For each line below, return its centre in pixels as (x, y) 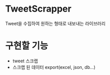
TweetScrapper (38, 9)
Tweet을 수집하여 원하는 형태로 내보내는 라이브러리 (56, 23)
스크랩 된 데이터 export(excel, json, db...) (54, 67)
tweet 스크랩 (25, 61)
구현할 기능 (27, 46)
